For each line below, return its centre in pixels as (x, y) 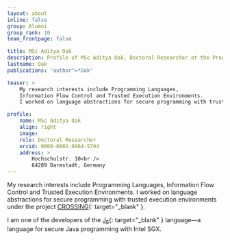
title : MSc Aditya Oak (39, 51)
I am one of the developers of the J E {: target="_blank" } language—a (104, 221)
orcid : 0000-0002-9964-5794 (59, 146)
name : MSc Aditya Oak (50, 121)
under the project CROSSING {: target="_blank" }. (76, 207)
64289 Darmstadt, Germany (69, 165)
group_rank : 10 (29, 33)
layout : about (27, 13)
